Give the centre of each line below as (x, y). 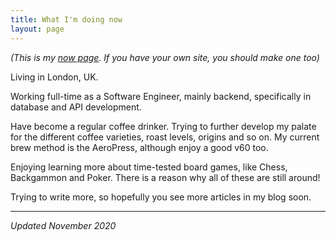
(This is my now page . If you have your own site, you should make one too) (165, 57)
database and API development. (76, 107)
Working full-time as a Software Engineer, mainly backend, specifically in (161, 96)
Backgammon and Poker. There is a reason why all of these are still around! (165, 177)
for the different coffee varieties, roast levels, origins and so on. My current (165, 137)
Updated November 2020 (63, 225)
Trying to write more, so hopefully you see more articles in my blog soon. (161, 197)
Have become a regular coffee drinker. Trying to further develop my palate (163, 126)
